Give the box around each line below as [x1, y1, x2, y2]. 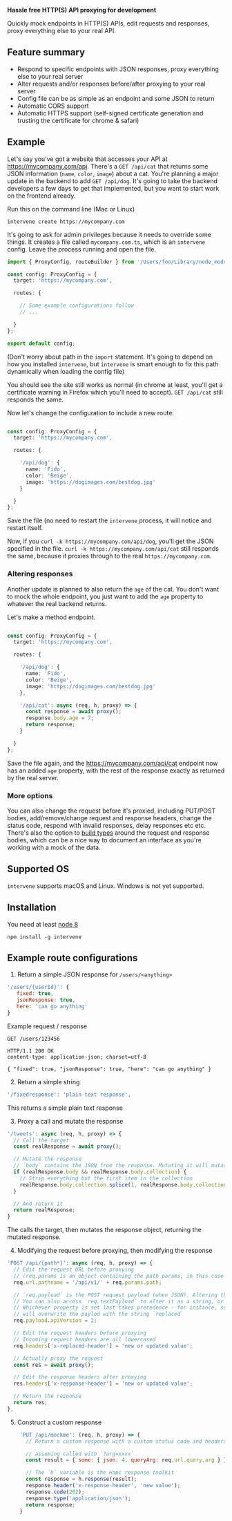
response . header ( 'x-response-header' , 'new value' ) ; [25, 1482, 181, 1489]
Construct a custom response [17, 1418, 102, 1426]
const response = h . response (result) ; [25, 1475, 137, 1483]
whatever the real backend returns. [7, 599, 107, 607]
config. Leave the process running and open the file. [7, 245, 157, 253]
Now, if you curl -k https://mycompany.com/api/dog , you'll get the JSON [7, 537, 214, 545]
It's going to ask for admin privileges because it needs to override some [7, 230, 212, 238]
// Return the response [13, 1392, 81, 1400]
